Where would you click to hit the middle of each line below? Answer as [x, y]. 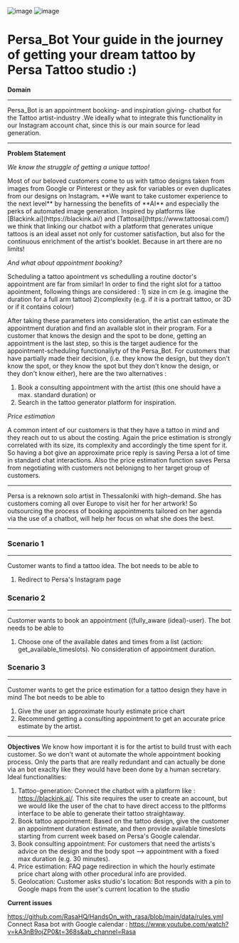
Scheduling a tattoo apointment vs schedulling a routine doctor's [102, 276]
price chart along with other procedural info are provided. [102, 874]
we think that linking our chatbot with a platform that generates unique [110, 226]
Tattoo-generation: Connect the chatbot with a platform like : [106, 791]
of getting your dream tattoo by [102, 55]
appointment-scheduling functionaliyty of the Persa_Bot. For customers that [119, 351]
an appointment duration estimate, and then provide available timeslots [122, 828]
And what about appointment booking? [65, 263]
